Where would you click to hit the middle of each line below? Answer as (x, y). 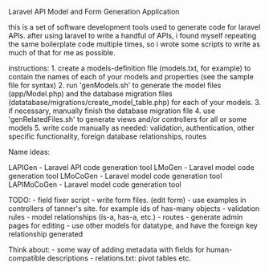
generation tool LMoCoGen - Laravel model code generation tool (115, 176)
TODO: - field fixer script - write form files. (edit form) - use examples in (127, 200)
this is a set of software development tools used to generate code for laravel (134, 27)
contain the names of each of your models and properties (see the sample (131, 77)
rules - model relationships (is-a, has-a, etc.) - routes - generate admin (126, 217)
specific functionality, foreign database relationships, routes (108, 136)
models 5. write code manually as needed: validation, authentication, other (132, 128)
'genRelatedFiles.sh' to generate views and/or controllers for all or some (128, 119)
